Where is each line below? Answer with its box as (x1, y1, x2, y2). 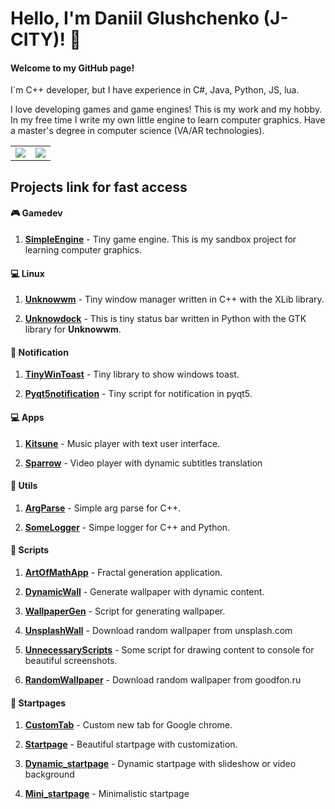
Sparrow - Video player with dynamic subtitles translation (24, 457, 263, 469)
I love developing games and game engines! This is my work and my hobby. (10, 103, 323, 116)
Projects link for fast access (10, 178, 188, 196)
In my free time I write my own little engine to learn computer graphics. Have (10, 114, 326, 126)
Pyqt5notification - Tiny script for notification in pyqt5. (24, 388, 253, 400)
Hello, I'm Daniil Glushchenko (10, 7, 260, 30)
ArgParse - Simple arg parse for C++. (24, 502, 182, 514)
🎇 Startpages (10, 697, 67, 709)
